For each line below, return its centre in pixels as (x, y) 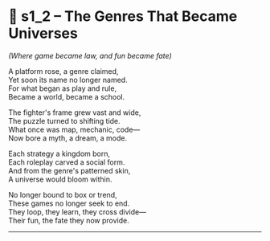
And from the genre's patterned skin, (70, 170)
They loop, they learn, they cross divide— (78, 211)
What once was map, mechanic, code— (74, 129)
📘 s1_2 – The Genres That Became (123, 16)
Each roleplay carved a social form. (67, 162)
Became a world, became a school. (67, 96)
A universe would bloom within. (60, 179)
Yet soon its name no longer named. (68, 80)
